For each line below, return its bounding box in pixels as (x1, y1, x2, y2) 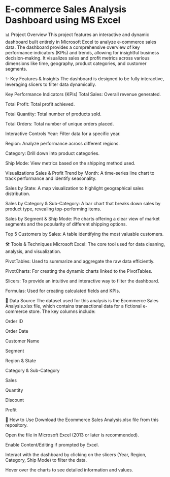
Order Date (5, 328, 29, 334)
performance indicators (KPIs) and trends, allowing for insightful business (5, 49, 159, 55)
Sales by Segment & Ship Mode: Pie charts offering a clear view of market (5, 215, 160, 221)
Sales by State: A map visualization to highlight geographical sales (5, 185, 144, 191)
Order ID (5, 318, 23, 324)
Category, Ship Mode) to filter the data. (5, 457, 87, 463)
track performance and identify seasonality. (5, 175, 97, 181)
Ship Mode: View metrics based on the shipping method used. (5, 160, 135, 166)
